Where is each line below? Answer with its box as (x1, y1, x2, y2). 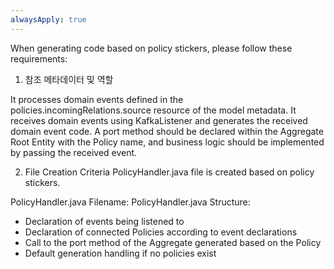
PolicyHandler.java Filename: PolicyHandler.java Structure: (10, 196, 251, 208)
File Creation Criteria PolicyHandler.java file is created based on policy (24, 166, 315, 178)
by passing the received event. (10, 146, 138, 158)
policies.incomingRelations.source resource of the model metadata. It (10, 104, 297, 116)
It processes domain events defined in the (10, 93, 184, 105)
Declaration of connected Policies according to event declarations (24, 226, 298, 238)
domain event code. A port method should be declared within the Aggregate (10, 125, 324, 137)
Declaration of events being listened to (24, 215, 185, 227)
